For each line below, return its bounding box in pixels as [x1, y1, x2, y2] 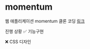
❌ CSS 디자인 [5, 38, 32, 45]
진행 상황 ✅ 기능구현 [5, 28, 44, 34]
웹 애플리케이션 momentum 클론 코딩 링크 [5, 18, 85, 24]
